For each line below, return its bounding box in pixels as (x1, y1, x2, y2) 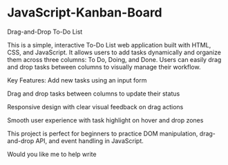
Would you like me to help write (7, 150, 97, 158)
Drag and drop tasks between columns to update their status (7, 89, 180, 98)
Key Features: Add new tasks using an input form (7, 76, 147, 84)
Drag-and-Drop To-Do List (7, 27, 83, 36)
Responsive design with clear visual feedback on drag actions (7, 102, 184, 111)
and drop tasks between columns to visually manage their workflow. (7, 63, 201, 71)
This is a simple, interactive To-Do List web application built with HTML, (7, 41, 211, 49)
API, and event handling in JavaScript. (35, 136, 144, 145)
